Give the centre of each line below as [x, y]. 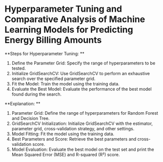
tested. [19, 68]
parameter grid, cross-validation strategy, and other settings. [73, 128]
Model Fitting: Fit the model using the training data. [63, 134]
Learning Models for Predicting [69, 30]
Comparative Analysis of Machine [75, 19]
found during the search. [37, 94]
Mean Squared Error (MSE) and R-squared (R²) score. [66, 154]
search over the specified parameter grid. [53, 79]
